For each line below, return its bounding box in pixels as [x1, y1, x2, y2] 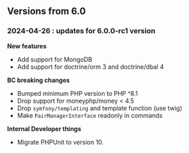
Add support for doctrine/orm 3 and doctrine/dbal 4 [16, 62, 164, 71]
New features [7, 41, 47, 50]
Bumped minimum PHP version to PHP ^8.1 [16, 89, 138, 97]
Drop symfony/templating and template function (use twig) [16, 103, 183, 112]
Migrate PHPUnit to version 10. [16, 138, 104, 146]
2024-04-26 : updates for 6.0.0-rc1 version [7, 26, 156, 36]
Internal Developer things [7, 124, 82, 133]
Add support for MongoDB [16, 55, 93, 63]
